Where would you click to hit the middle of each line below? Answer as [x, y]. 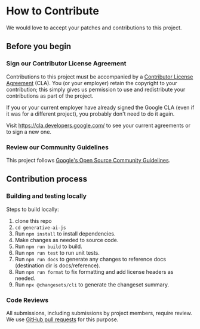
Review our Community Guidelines [58, 147]
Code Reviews [27, 300]
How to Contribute [53, 11]
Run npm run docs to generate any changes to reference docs [90, 259]
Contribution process [47, 179]
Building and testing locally [47, 196]
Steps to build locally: [33, 209]
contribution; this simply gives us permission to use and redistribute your [96, 89]
